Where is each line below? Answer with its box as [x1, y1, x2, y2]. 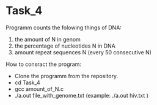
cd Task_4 [14, 79, 40, 86]
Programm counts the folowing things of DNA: [5, 24, 122, 31]
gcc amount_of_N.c [14, 85, 64, 92]
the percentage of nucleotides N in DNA [14, 42, 115, 49]
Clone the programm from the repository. [14, 72, 119, 79]
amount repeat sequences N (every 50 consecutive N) [14, 48, 152, 56]
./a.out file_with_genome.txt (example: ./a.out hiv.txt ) [14, 92, 149, 99]
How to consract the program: [5, 60, 82, 68]
